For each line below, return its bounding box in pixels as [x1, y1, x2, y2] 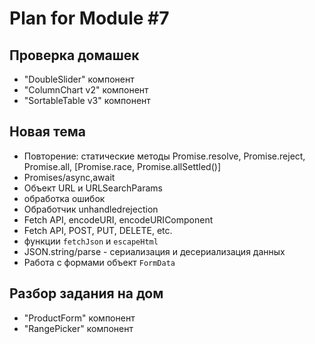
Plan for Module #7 [9, 7, 170, 30]
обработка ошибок [23, 192, 106, 204]
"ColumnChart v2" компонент [23, 84, 149, 96]
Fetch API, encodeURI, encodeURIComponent [23, 213, 214, 226]
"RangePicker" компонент [23, 322, 134, 334]
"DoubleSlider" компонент [23, 73, 135, 85]
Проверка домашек [9, 47, 140, 64]
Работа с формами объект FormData [23, 256, 176, 268]
